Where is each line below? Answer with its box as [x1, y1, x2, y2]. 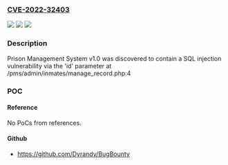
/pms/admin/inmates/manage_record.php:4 [7, 69, 131, 77]
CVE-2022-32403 [7, 5, 70, 14]
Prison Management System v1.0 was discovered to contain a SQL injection [7, 54, 222, 63]
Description [7, 39, 48, 48]
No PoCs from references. [7, 119, 82, 127]
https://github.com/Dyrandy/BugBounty [17, 150, 130, 158]
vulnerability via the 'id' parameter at [7, 61, 112, 70]
